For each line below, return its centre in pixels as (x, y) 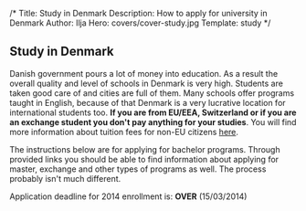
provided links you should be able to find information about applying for (144, 159)
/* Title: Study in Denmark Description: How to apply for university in (138, 13)
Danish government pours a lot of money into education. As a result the (144, 73)
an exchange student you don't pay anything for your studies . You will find (153, 121)
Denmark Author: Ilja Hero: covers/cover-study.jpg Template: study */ (140, 23)
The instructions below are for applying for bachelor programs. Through (145, 149)
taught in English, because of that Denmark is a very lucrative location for (148, 102)
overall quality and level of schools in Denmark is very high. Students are (146, 83)
